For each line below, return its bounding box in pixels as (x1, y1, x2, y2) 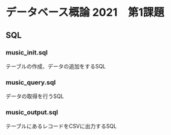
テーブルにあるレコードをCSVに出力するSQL (5, 122, 117, 130)
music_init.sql (5, 48, 48, 56)
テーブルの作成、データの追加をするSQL (5, 62, 106, 70)
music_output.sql (5, 108, 59, 117)
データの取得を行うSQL (5, 93, 64, 100)
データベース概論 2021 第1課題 (5, 5, 164, 19)
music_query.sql (5, 78, 56, 87)
